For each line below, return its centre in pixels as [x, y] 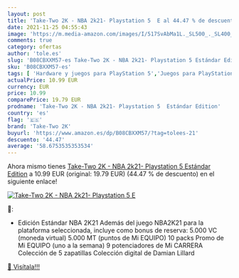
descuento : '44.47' [36, 139]
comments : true [30, 41]
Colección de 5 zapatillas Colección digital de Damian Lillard [106, 253]
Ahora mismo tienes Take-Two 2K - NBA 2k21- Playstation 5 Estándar [109, 166]
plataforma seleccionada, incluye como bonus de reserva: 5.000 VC [117, 230]
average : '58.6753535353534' [51, 146]
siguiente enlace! [32, 181]
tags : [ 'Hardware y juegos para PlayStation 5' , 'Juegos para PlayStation [121, 73]
